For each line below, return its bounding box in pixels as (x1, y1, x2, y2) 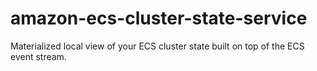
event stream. (10, 50, 67, 62)
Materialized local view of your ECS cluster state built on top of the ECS (10, 40, 305, 52)
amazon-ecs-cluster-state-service (10, 7, 308, 30)
